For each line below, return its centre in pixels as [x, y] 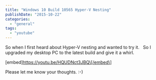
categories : [18, 19]
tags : [11, 28]
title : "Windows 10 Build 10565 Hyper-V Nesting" [58, 10]
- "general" [22, 24]
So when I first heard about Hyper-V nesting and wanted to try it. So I [78, 47]
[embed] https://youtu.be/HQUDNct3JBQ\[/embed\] [59, 62]
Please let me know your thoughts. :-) [44, 72]
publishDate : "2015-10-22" [33, 14]
